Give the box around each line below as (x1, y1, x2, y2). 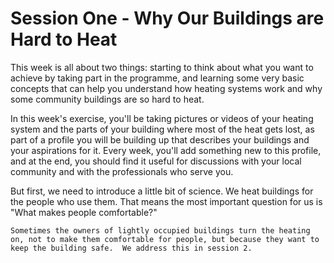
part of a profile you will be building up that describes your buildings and (10, 133, 310, 146)
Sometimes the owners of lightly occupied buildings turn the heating (10, 225, 311, 236)
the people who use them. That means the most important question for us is (10, 195, 323, 207)
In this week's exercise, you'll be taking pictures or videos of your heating (10, 112, 314, 124)
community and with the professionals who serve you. (10, 165, 234, 177)
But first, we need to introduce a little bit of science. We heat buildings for (10, 185, 314, 197)
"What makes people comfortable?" (10, 206, 158, 218)
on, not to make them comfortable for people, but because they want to (10, 234, 320, 244)
